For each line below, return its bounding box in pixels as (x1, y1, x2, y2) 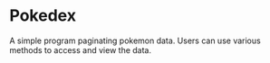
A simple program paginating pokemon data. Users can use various (9, 35, 261, 46)
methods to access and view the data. (9, 44, 152, 55)
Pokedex (9, 5, 77, 26)
